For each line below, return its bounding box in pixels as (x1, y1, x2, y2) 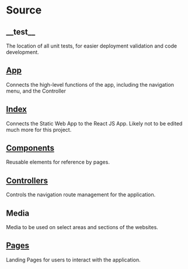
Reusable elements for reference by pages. (6, 159, 110, 166)
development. (6, 49, 39, 56)
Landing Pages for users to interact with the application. (6, 256, 141, 263)
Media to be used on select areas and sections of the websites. (6, 224, 159, 231)
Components (6, 143, 54, 153)
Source (6, 4, 42, 17)
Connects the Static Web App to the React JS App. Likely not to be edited (6, 120, 183, 127)
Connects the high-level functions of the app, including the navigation (6, 81, 174, 88)
